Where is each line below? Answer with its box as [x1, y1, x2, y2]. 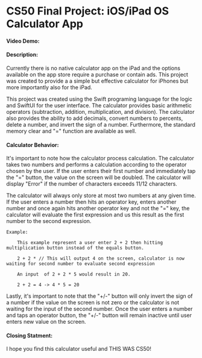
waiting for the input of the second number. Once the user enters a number [6, 306, 193, 313]
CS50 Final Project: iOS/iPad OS [6, 4, 169, 18]
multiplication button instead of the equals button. [6, 245, 145, 251]
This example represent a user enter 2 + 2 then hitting [17, 240, 163, 246]
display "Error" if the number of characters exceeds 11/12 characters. [6, 180, 178, 187]
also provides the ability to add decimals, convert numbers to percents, [6, 115, 183, 122]
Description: [6, 51, 38, 58]
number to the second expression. [6, 218, 92, 225]
